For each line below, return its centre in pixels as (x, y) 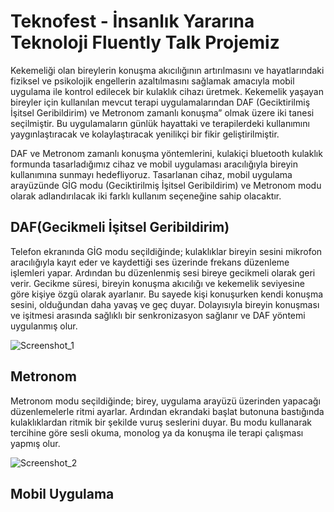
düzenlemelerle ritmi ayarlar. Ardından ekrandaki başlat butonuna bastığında (167, 411)
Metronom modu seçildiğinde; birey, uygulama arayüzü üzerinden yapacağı (165, 401)
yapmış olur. (35, 443)
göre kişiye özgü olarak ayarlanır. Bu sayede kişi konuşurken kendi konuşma (167, 294)
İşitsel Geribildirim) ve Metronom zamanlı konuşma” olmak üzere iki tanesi (162, 112)
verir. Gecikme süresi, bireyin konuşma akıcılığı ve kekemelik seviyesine (157, 283)
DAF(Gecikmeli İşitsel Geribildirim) (120, 227)
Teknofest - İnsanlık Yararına (132, 21)
